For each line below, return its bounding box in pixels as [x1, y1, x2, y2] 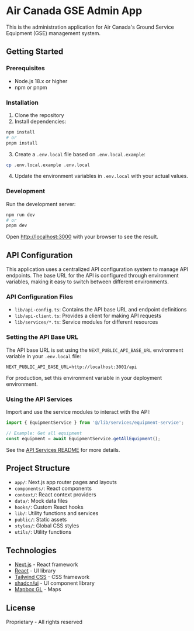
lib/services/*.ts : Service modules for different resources [14, 318, 158, 325]
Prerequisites [6, 64, 45, 73]
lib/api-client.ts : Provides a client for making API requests [14, 312, 162, 320]
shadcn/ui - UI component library [14, 579, 95, 587]
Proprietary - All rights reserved [6, 619, 83, 626]
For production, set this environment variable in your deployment [6, 374, 162, 381]
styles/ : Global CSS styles [14, 522, 79, 529]
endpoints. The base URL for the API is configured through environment [6, 272, 179, 279]
